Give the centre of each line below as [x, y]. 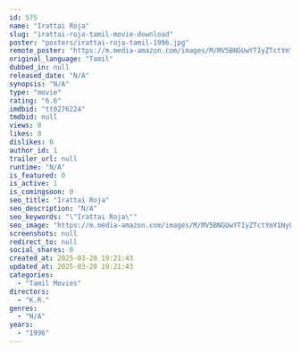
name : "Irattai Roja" [50, 26]
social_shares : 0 [42, 250]
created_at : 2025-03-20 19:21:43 [71, 259]
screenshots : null [43, 233]
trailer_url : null [43, 159]
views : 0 [25, 126]
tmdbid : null [33, 117]
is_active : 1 [33, 184]
